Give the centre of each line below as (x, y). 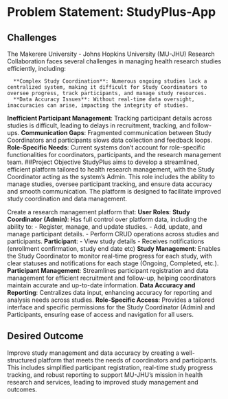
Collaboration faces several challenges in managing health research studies (114, 61)
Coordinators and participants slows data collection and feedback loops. (110, 140)
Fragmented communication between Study (149, 133)
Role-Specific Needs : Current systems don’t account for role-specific (106, 147)
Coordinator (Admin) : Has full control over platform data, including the (107, 219)
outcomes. (22, 389)
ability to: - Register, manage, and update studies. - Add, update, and (105, 227)
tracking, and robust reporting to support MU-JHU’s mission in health (105, 375)
